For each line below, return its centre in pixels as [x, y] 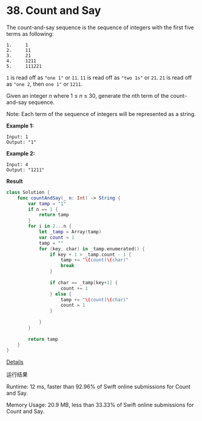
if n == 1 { [43, 209]
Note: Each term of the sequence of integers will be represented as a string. [101, 114]
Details [15, 362]
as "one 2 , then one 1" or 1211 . [45, 84]
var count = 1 [56, 238]
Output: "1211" [25, 170]
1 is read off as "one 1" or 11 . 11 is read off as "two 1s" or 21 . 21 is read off [99, 77]
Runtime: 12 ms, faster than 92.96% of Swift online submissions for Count [99, 387]
